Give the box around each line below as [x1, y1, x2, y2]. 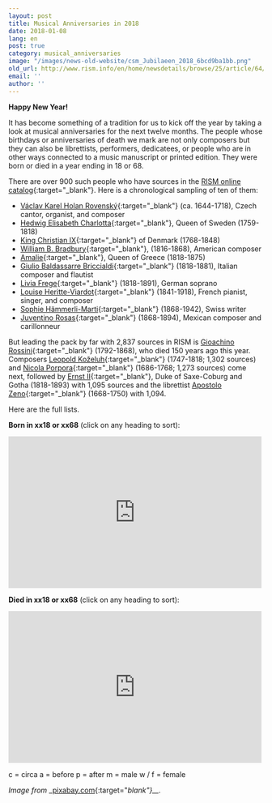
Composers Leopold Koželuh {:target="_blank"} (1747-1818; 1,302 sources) [8, 354, 257, 364]
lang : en [8, 34, 38, 43]
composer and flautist [19, 269, 94, 280]
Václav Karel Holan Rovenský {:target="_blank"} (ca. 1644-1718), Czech [19, 200, 257, 211]
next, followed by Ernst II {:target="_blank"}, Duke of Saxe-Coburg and [8, 371, 243, 381]
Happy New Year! [8, 102, 69, 112]
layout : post [8, 11, 53, 20]
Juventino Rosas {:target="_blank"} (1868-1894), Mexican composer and [19, 313, 261, 322]
